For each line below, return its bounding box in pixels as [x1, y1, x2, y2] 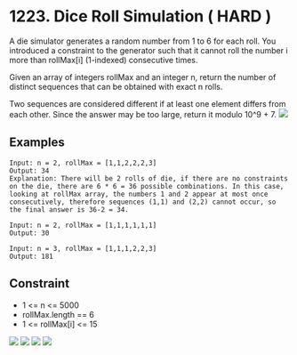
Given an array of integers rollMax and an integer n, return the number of [9, 71, 277, 82]
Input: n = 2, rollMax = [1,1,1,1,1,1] [9, 221, 157, 230]
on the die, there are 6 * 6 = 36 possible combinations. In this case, [9, 182, 285, 190]
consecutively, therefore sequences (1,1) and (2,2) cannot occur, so [9, 198, 277, 206]
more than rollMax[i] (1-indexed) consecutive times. [9, 54, 198, 65]
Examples [9, 135, 65, 150]
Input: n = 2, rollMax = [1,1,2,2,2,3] [9, 158, 157, 167]
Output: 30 [9, 229, 50, 238]
